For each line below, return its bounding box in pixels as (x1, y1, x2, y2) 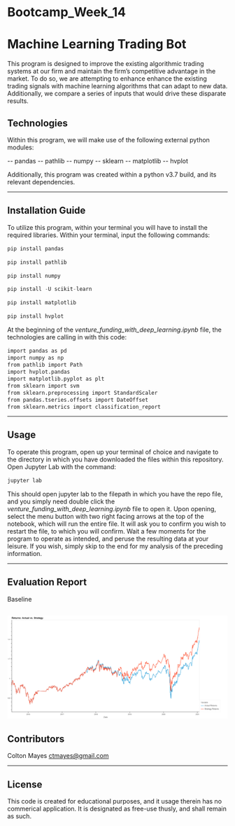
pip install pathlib (7, 259, 68, 266)
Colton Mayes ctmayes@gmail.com (7, 752, 110, 760)
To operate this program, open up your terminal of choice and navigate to (7, 447, 219, 456)
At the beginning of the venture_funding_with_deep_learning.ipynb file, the (7, 325, 222, 334)
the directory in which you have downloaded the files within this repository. (7, 455, 224, 463)
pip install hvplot (7, 313, 64, 320)
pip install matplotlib (7, 299, 77, 306)
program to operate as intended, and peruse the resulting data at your (7, 534, 208, 543)
